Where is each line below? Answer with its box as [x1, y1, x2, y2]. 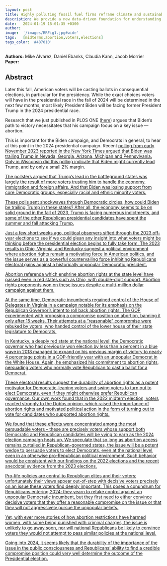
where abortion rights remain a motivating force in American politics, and [5, 251, 155, 257]
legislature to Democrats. [5, 328, 57, 334]
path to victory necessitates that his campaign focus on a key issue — [5, 122, 149, 128]
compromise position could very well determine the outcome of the [5, 550, 143, 556]
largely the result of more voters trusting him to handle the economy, [5, 179, 146, 185]
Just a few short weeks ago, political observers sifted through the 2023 [5, 229, 152, 235]
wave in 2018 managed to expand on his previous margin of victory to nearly [5, 348, 162, 354]
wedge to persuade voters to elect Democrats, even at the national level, [5, 447, 154, 453]
